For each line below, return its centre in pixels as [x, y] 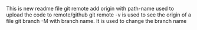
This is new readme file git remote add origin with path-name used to [90, 9]
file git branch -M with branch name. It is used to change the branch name [96, 21]
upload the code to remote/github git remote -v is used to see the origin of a [99, 15]
